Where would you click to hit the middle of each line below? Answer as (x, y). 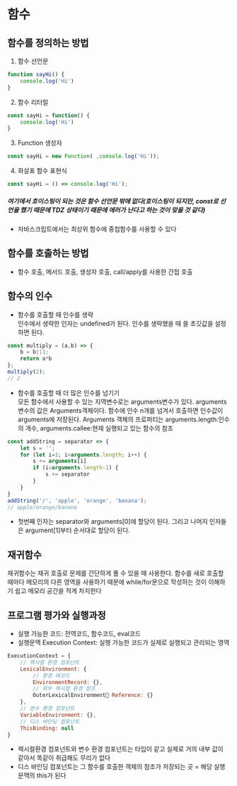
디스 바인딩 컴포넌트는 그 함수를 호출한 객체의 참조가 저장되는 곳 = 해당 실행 (121, 767)
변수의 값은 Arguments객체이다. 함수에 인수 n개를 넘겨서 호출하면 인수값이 (120, 410)
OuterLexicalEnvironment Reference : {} (93, 696)
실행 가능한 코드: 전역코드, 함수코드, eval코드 (79, 634)
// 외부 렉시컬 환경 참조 (64, 689)
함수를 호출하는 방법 (48, 253)
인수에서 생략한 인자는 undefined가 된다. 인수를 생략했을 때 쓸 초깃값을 (115, 323)
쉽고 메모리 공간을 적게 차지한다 (58, 591)
